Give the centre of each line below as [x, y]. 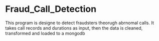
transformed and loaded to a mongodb [45, 33]
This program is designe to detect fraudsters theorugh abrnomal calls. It [80, 23]
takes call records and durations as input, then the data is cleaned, [74, 28]
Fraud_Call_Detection [51, 9]
